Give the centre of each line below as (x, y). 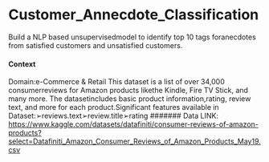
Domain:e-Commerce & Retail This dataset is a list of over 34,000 (116, 82)
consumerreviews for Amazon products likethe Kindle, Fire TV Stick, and (128, 91)
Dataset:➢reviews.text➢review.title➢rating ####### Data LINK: (114, 116)
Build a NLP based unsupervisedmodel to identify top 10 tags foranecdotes (132, 37)
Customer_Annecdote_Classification (134, 15)
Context (22, 64)
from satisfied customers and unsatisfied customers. (96, 45)
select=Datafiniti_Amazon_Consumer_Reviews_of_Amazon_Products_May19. (134, 141)
